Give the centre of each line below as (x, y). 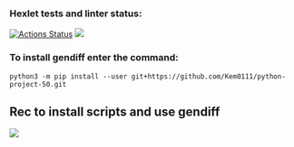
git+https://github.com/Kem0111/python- (208, 76)
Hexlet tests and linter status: (76, 14)
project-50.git (38, 84)
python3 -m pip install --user (69, 76)
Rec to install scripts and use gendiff (115, 111)
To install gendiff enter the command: (94, 58)
